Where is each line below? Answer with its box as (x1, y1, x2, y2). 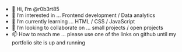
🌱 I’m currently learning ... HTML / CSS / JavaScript (11, 18, 135, 25)
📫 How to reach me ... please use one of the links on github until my (11, 31, 177, 37)
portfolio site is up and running (11, 39, 86, 46)
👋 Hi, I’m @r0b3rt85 (11, 6, 60, 12)
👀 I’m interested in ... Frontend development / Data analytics (11, 12, 156, 19)
